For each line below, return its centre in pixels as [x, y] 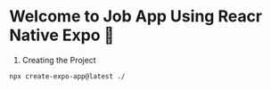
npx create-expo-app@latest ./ [67, 76]
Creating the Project [59, 60]
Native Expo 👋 [62, 35]
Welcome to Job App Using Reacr [136, 16]
